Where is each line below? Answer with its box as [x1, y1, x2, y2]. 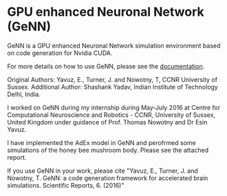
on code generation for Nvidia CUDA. [7, 49, 113, 57]
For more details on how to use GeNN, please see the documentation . [7, 62, 205, 70]
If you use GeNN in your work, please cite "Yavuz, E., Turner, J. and [7, 166, 198, 175]
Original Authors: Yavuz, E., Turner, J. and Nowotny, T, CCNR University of [7, 75, 218, 83]
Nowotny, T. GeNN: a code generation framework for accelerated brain [7, 173, 208, 182]
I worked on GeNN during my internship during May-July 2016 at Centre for [7, 103, 221, 111]
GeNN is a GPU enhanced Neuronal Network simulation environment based [7, 41, 221, 50]
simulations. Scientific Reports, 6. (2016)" [7, 181, 125, 189]
